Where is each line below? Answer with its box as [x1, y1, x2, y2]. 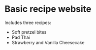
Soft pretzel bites [11, 29, 47, 35]
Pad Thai [11, 34, 30, 40]
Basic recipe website [4, 3, 92, 15]
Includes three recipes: [4, 20, 51, 25]
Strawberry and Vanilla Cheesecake [11, 39, 85, 45]
